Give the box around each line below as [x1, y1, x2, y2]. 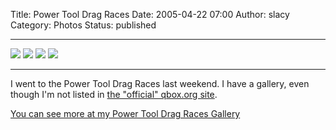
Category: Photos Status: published [10, 19, 157, 31]
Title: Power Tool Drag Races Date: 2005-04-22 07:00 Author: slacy [10, 9, 290, 20]
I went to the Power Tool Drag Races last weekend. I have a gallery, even [10, 78, 310, 89]
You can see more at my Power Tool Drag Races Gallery [10, 108, 241, 119]
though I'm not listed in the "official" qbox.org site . [10, 89, 218, 100]
